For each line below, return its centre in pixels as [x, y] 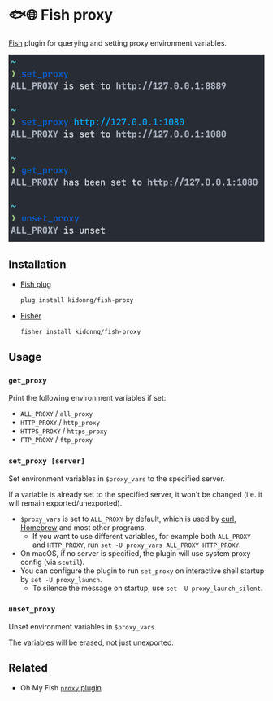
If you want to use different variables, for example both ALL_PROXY [141, 536]
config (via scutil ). [52, 562]
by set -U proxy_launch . [61, 579]
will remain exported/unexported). [65, 503]
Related [28, 668]
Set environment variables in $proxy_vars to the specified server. [117, 478]
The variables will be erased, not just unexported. [91, 642]
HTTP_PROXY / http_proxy [60, 423]
